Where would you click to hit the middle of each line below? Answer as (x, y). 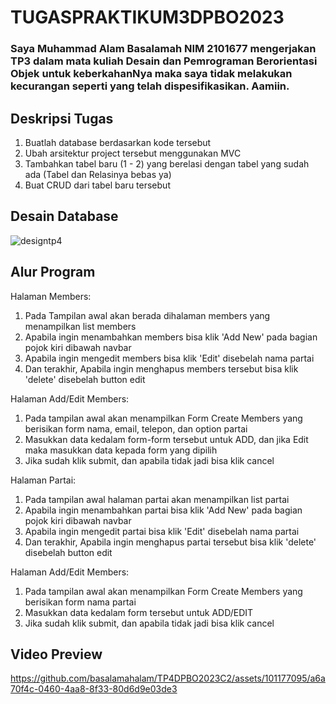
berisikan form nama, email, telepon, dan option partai (136, 428)
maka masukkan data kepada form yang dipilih (121, 450)
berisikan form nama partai (80, 602)
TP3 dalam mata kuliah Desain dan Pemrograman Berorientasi (164, 61)
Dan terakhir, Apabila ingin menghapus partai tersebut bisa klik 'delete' (170, 542)
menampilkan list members (80, 326)
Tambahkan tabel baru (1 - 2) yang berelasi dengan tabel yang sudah (167, 163)
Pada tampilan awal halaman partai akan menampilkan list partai (157, 499)
